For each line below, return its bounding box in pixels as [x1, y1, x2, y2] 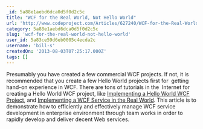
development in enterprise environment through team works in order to [6, 109, 183, 116]
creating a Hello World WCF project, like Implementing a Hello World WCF [6, 90, 190, 97]
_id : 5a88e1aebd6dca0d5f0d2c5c [6, 8, 85, 15]
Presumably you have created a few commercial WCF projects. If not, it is [6, 70, 189, 78]
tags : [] [6, 54, 28, 60]
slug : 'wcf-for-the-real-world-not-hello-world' [6, 31, 131, 38]
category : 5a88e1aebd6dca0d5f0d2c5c [6, 25, 98, 32]
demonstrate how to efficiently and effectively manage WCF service [6, 102, 176, 110]
